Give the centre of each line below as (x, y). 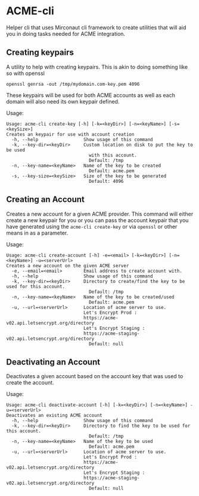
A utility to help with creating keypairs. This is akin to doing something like (97, 67)
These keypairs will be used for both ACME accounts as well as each (91, 95)
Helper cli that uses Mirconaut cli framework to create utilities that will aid (96, 27)
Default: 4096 (106, 181)
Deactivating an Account (53, 362)
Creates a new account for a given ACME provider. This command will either (100, 214)
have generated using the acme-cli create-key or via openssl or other (92, 226)
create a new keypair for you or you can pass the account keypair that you (97, 220)
